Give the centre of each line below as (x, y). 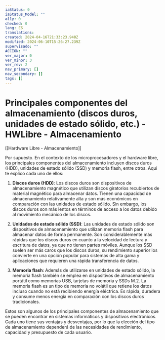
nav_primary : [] (22, 70)
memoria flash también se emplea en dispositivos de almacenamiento (83, 275)
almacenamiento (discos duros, (71, 113)
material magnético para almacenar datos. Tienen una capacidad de (82, 193)
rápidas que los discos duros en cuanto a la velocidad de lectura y (80, 239)
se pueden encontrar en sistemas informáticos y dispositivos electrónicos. (81, 316)
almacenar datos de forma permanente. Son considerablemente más (82, 234)
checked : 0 (16, 23)
